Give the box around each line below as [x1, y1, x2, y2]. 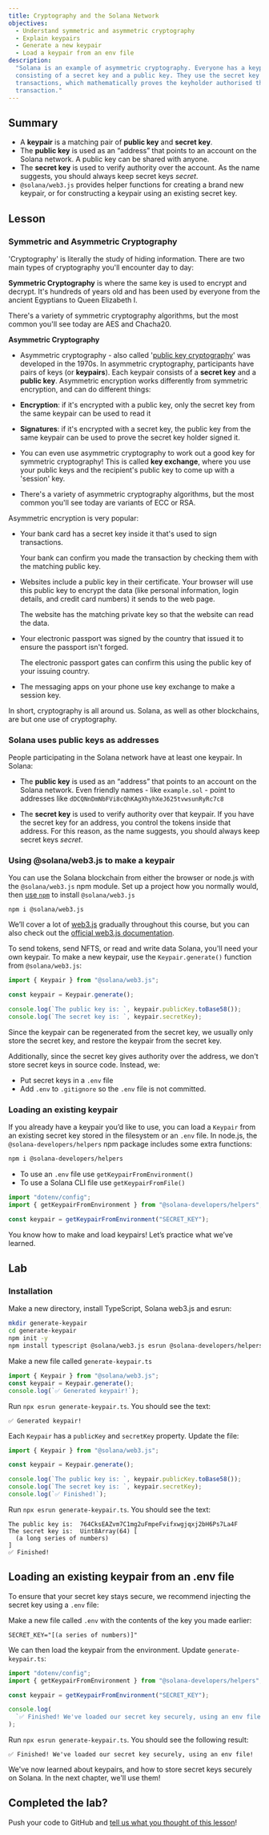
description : [8, 57, 52, 65]
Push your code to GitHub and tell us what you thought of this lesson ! [8, 1817, 238, 1827]
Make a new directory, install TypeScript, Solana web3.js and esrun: [8, 1304, 232, 1313]
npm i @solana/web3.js [8, 906, 84, 914]
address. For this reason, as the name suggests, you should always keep [19, 826, 260, 836]
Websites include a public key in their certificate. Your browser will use [19, 577, 254, 587]
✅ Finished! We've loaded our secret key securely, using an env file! [8, 1751, 254, 1759]
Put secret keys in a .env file [19, 1075, 114, 1085]
